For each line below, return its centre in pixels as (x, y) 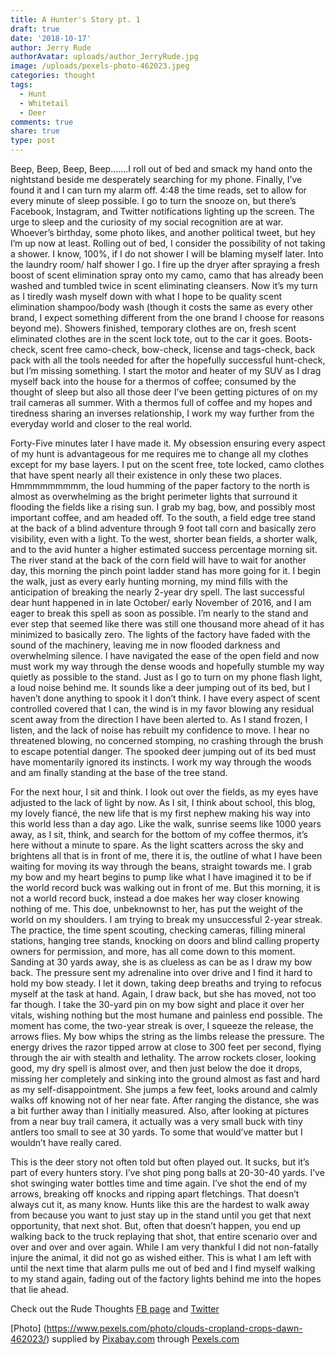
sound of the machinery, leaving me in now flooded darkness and (145, 645)
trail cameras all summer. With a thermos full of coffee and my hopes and (161, 402)
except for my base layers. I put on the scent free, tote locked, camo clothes (167, 464)
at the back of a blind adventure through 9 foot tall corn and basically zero (163, 528)
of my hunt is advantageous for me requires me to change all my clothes (159, 454)
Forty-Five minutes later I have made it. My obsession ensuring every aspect (168, 443)
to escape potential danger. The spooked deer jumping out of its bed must (163, 751)
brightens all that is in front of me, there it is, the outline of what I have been (166, 855)
